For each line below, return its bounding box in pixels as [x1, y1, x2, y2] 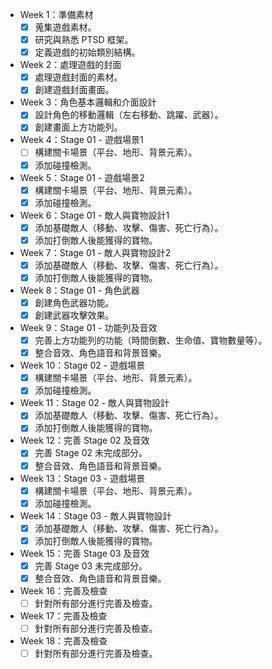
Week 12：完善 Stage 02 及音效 [19, 434, 150, 447]
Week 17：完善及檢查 [19, 610, 108, 622]
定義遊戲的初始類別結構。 [34, 46, 141, 58]
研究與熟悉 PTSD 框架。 [34, 34, 134, 46]
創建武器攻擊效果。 [34, 309, 115, 321]
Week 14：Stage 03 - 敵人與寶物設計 [19, 509, 172, 522]
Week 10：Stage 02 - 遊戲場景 [19, 359, 146, 372]
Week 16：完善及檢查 [19, 584, 108, 597]
